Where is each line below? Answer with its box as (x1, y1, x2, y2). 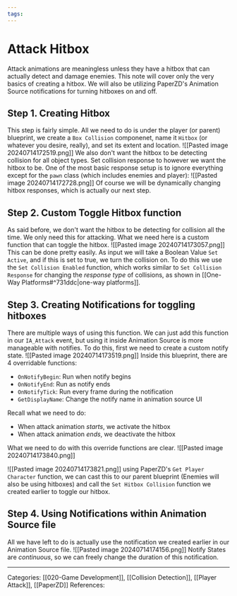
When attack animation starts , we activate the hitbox (17, 423, 171, 430)
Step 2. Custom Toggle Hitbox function (7, 207, 182, 219)
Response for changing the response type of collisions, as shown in (7, 270, 201, 280)
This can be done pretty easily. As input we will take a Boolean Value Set (7, 248, 219, 257)
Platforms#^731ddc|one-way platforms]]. (21, 278, 141, 287)
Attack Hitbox (7, 40, 90, 57)
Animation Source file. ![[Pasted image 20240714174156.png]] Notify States (7, 545, 226, 554)
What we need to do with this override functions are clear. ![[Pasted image (7, 444, 224, 452)
